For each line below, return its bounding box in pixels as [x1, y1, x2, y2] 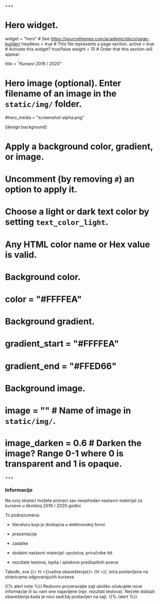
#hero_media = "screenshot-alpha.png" [5, 114, 85, 120]
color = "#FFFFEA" [5, 294, 82, 305]
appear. [5, 51, 20, 57]
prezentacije [12, 531, 37, 537]
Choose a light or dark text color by [5, 206, 149, 217]
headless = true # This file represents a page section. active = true [21, 41, 155, 47]
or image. [5, 151, 45, 163]
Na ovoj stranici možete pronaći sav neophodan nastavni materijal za [5, 497, 143, 504]
